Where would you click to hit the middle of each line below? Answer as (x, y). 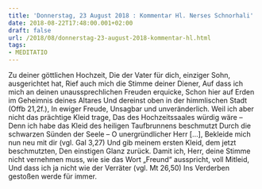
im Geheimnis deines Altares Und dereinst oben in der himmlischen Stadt (128, 100)
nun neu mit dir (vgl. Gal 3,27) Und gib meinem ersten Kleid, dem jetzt (122, 143)
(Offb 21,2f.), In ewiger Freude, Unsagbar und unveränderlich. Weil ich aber (131, 109)
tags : (17, 45)
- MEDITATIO (28, 52)
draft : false (30, 30)
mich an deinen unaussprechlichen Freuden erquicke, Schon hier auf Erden (131, 92)
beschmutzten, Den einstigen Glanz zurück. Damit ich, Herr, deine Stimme (129, 151)
